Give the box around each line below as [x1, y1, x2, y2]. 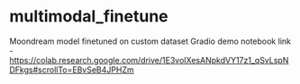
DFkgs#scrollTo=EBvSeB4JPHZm [9, 64, 134, 75]
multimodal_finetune [9, 6, 168, 27]
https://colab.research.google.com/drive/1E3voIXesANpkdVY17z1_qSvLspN [9, 55, 289, 65]
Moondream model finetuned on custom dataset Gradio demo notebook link [9, 36, 291, 46]
